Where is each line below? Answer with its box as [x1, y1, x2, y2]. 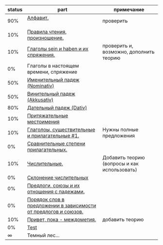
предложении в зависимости [27, 202, 96, 209]
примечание [114, 6, 145, 13]
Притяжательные [27, 112, 68, 119]
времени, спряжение [27, 69, 78, 75]
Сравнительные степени [27, 140, 86, 147]
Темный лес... [27, 232, 60, 239]
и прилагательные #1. [27, 132, 79, 139]
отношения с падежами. [27, 188, 85, 195]
